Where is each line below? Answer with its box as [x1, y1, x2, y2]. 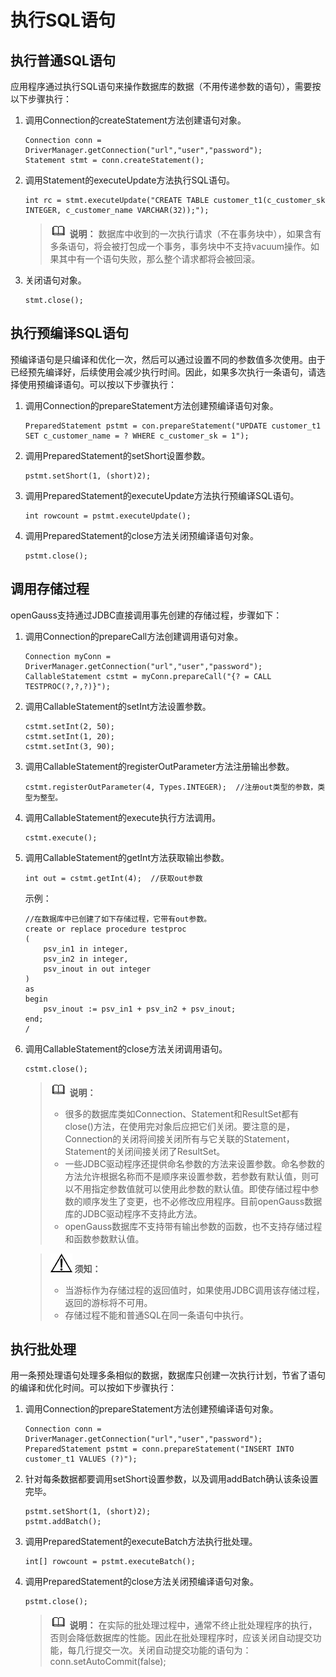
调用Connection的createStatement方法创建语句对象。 [24, 114, 247, 126]
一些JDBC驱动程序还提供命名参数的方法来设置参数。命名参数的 [64, 1157, 325, 1170]
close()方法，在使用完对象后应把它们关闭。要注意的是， [64, 1120, 295, 1132]
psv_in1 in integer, [43, 944, 129, 954]
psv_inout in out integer [43, 964, 152, 974]
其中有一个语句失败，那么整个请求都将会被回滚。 [58, 253, 261, 265]
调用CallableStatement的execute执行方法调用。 [24, 811, 222, 823]
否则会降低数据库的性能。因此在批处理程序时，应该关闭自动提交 [49, 1632, 313, 1644]
